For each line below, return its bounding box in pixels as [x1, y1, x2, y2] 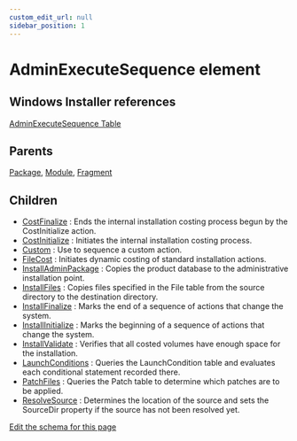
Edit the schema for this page [9, 422, 117, 432]
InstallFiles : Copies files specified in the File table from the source [21, 282, 265, 293]
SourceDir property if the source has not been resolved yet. [21, 405, 240, 415]
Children [9, 192, 58, 208]
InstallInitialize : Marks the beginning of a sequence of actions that [21, 320, 265, 330]
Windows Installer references [9, 95, 176, 110]
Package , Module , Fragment [9, 167, 113, 178]
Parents [9, 143, 53, 159]
